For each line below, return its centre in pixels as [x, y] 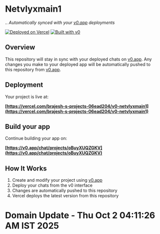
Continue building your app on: [36, 138]
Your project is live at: [27, 97]
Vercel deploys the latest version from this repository [65, 196]
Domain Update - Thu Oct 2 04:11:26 [80, 215]
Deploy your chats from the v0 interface [52, 185]
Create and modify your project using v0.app [57, 180]
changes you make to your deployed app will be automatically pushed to [78, 64]
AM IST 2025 [32, 226]
